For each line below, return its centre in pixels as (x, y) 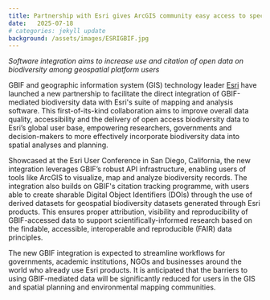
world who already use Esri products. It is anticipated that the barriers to (128, 270)
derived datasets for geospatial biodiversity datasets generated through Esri (135, 203)
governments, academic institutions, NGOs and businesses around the (125, 261)
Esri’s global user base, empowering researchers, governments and (120, 128)
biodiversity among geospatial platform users (84, 70)
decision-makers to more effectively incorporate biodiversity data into (124, 137)
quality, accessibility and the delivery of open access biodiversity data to (129, 119)
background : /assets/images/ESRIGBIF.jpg (79, 38)
